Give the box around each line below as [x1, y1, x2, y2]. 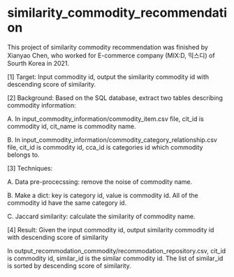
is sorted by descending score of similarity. [7, 261, 131, 270]
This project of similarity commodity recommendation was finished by [7, 43, 208, 51]
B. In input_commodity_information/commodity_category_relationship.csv [7, 135, 218, 144]
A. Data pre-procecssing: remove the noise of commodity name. [7, 177, 193, 186]
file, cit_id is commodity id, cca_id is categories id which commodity [7, 143, 203, 151]
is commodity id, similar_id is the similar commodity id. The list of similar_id [7, 254, 224, 262]
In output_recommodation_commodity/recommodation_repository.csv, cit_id [7, 246, 226, 255]
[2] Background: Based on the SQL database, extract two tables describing [7, 93, 224, 102]
